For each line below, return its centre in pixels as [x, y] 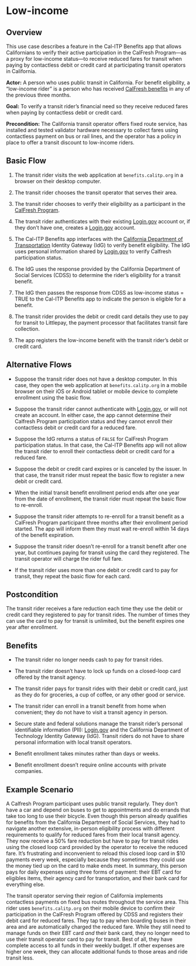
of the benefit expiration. [44, 535]
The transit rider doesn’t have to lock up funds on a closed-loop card [98, 671]
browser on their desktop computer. [58, 181]
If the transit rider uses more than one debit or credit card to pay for [96, 570]
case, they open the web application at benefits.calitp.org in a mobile [101, 385]
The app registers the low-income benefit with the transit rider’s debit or [102, 340]
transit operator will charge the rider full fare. [68, 558]
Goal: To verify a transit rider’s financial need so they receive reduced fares [97, 106]
